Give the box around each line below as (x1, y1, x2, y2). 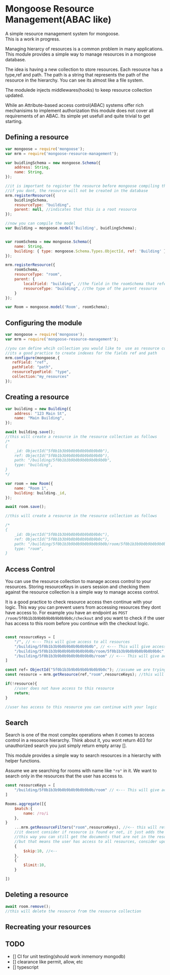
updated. (5, 92, 24, 98)
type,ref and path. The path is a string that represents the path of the (5, 71, 149, 77)
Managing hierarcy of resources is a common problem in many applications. (5, 46, 164, 52)
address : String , (14, 165, 51, 170)
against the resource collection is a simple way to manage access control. (5, 589, 159, 595)
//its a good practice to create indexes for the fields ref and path (5, 350, 157, 356)
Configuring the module (5, 319, 82, 327)
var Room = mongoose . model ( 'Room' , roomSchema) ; (5, 304, 110, 309)
